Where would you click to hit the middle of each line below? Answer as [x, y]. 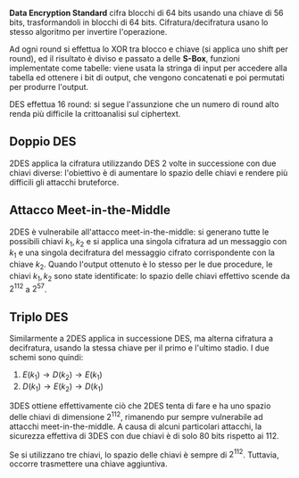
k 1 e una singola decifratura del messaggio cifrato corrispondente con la [142, 254]
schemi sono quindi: [46, 358]
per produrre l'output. [49, 87]
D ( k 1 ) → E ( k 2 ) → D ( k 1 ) [63, 387]
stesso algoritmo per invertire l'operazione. [88, 32]
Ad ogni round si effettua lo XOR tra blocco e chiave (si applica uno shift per [149, 49]
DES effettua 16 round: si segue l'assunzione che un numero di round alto [144, 104]
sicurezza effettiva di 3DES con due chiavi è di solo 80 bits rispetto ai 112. [144, 435]
